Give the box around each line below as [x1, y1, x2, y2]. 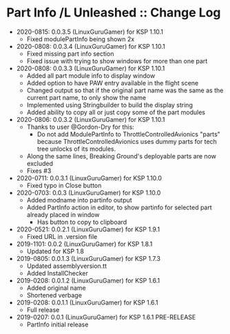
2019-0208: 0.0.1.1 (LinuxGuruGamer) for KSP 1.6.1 [16, 298, 158, 306]
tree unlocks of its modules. [36, 145, 116, 153]
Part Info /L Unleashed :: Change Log [6, 5, 221, 21]
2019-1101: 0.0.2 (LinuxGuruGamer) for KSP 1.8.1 [16, 240, 153, 248]
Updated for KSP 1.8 [26, 247, 84, 255]
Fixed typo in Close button [26, 181, 102, 189]
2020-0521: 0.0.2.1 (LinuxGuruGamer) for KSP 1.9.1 [16, 225, 160, 233]
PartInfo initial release [26, 320, 89, 328]
